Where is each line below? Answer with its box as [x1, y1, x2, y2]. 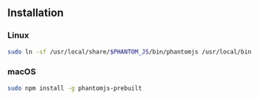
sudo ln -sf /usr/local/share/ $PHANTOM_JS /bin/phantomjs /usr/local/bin [7, 47, 252, 56]
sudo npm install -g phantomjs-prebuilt [7, 84, 143, 92]
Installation [7, 6, 64, 20]
